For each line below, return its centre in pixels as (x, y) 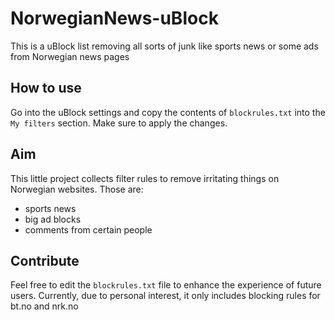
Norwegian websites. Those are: (77, 189)
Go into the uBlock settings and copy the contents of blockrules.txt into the (168, 112)
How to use (46, 88)
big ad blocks (53, 219)
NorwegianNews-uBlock (114, 18)
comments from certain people (88, 229)
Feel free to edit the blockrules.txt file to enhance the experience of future (166, 285)
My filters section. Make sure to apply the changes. (119, 123)
